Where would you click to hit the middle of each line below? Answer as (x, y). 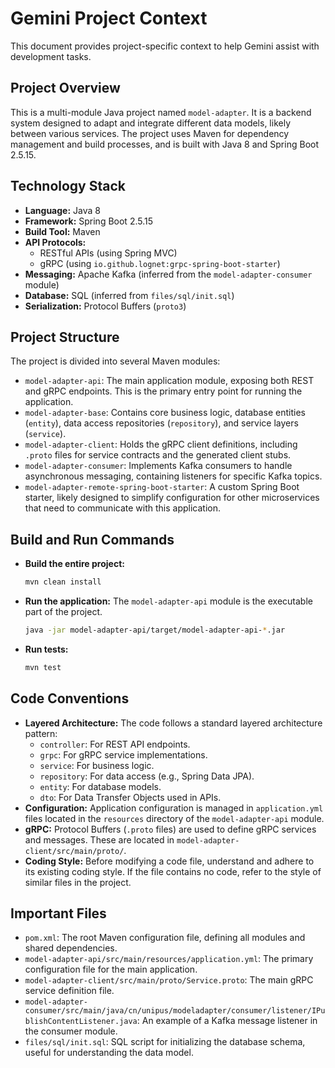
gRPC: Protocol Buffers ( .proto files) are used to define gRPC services (170, 829)
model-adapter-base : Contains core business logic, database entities (165, 413)
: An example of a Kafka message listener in (227, 1021)
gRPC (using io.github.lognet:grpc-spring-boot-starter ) (160, 263)
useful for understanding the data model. (109, 1053)
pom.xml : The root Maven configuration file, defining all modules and (165, 938)
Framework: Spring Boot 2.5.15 (89, 221)
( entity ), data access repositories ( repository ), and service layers (161, 423)
